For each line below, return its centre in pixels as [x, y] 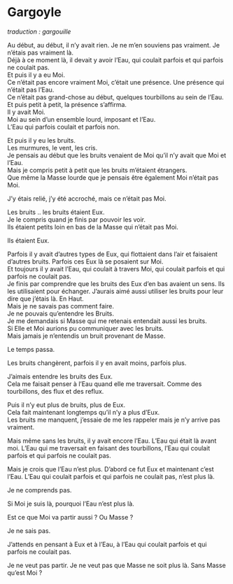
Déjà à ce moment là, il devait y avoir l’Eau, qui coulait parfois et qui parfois [115, 59]
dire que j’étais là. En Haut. [45, 299]
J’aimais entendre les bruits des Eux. [60, 376]
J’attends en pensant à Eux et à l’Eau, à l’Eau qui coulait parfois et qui [107, 544]
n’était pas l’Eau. [31, 90]
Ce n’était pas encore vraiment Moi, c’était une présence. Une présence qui [116, 82]
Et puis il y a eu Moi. [36, 75]
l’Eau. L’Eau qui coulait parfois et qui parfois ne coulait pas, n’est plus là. [111, 476]
